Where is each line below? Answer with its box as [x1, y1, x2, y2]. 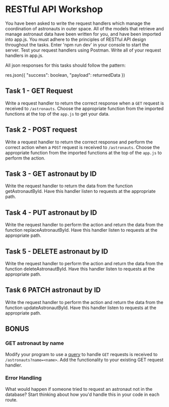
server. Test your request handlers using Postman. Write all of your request [5, 47, 161, 53]
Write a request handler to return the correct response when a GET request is [5, 100, 164, 106]
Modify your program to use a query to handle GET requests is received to [5, 351, 158, 357]
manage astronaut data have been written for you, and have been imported [5, 31, 161, 37]
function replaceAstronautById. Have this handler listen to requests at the [5, 227, 158, 233]
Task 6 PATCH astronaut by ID [5, 286, 101, 294]
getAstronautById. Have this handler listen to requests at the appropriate [5, 188, 156, 194]
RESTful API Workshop [5, 4, 103, 15]
